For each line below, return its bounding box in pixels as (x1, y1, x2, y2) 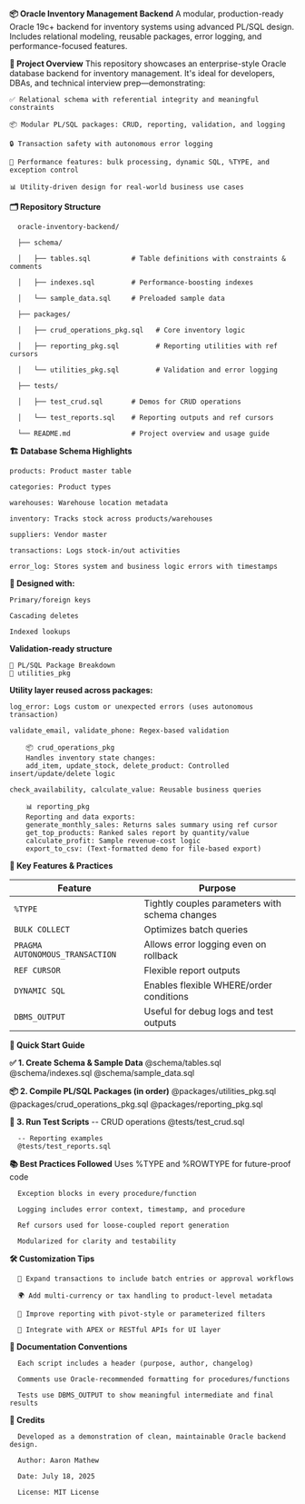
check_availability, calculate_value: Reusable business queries (9, 785, 261, 794)
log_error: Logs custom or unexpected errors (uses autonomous (9, 702, 254, 712)
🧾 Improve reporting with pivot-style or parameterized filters (17, 1310, 266, 1319)
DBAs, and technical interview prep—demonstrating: (9, 77, 206, 88)
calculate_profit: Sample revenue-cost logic (25, 836, 202, 845)
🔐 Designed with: (9, 578, 75, 589)
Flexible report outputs (143, 964, 241, 976)
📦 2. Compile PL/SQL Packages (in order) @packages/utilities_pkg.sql (9, 1086, 277, 1096)
